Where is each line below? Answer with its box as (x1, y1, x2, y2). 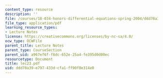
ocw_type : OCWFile (5, 39, 42, 44)
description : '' (5, 12, 38, 16)
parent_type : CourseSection (5, 47, 62, 52)
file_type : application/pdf (5, 20, 62, 26)
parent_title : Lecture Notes (5, 43, 64, 48)
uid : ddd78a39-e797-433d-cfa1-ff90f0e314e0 (5, 66, 95, 71)
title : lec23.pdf (5, 61, 40, 66)
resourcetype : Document (5, 57, 53, 62)
